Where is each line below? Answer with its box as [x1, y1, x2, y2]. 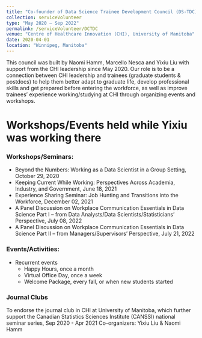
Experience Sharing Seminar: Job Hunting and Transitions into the [14, 192, 179, 199]
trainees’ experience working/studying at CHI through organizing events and [6, 91, 196, 98]
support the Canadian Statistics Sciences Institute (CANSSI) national [6, 313, 176, 320]
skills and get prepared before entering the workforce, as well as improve [6, 84, 188, 91]
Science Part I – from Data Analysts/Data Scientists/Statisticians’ [14, 211, 175, 218]
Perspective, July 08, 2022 [14, 217, 82, 224]
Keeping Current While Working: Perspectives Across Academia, [14, 179, 176, 186]
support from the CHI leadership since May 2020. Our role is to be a [6, 65, 175, 72]
